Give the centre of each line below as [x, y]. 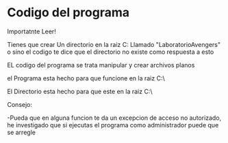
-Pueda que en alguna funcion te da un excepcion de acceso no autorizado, [114, 118]
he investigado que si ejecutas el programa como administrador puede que [113, 125]
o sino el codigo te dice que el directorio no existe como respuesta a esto [111, 52]
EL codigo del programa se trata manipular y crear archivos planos [101, 65]
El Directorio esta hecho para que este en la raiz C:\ [80, 91]
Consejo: [20, 104]
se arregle [22, 132]
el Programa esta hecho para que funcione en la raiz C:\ [86, 78]
